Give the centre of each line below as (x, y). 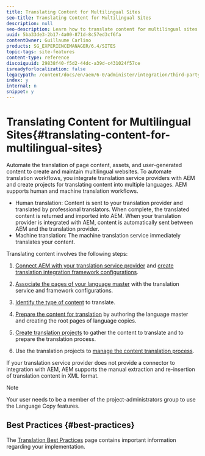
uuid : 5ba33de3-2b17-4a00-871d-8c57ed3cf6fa (64, 35)
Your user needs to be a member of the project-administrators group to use (101, 399)
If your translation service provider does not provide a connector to (91, 362)
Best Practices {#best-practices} (71, 425)
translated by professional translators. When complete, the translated (102, 209)
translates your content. (45, 242)
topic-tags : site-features (41, 52)
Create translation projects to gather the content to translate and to (99, 332)
